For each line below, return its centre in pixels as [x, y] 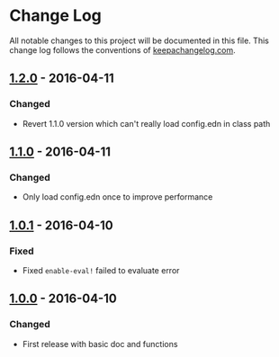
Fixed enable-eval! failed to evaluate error [101, 270]
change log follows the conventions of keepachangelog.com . [122, 49]
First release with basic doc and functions [100, 344]
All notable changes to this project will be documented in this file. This [139, 40]
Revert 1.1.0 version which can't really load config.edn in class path [146, 123]
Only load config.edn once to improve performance [117, 197]
